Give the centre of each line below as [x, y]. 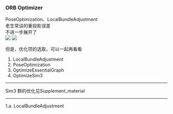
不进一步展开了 [21, 32]
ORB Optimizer [24, 8]
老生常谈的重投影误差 [28, 26]
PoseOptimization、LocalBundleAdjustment [51, 19]
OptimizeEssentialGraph [38, 70]
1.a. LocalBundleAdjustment [35, 106]
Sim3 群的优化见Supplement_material [45, 91]
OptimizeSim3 [28, 76]
